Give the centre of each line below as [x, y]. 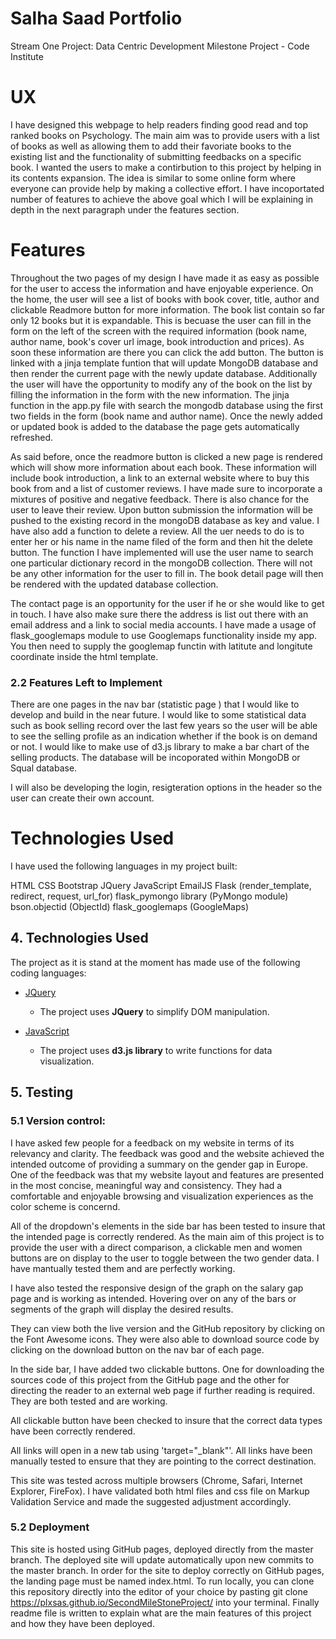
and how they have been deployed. [82, 1623]
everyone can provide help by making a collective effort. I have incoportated [167, 188]
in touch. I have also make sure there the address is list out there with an [159, 614]
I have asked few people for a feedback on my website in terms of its [152, 1143]
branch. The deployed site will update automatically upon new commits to [162, 1559]
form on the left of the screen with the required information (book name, [159, 331]
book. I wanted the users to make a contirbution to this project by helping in [166, 167]
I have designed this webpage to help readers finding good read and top [159, 124]
